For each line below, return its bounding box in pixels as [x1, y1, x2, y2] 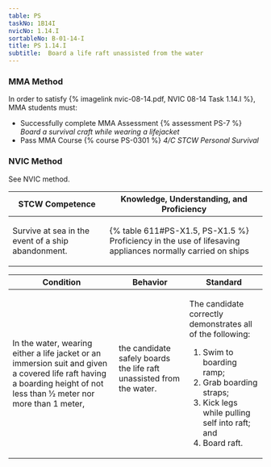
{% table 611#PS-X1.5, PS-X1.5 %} [109, 225, 249, 236]
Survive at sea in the [12, 225, 90, 236]
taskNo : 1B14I [8, 19, 56, 27]
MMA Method [8, 76, 64, 87]
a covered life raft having [12, 368, 106, 379]
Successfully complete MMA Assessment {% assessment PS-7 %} [19, 119, 242, 128]
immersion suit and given [12, 357, 107, 369]
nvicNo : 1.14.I [8, 27, 60, 35]
